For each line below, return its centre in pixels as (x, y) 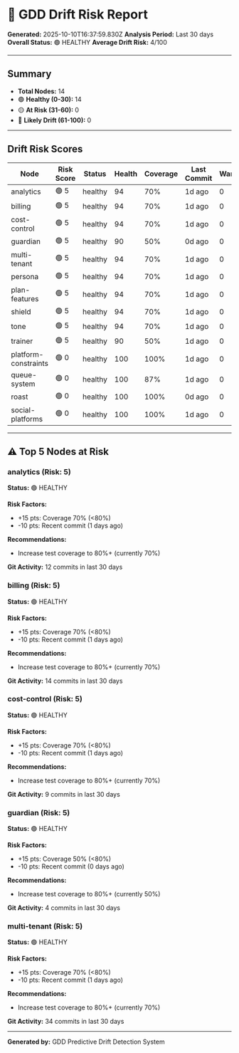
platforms (27, 419)
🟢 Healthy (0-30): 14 (49, 99)
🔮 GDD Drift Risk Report (78, 15)
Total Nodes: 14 (41, 91)
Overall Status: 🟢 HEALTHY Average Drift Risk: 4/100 (87, 42)
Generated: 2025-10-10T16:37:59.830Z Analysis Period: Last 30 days (111, 34)
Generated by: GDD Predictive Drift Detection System (86, 1042)
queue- (24, 374)
